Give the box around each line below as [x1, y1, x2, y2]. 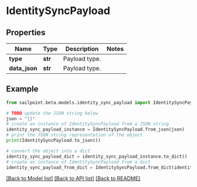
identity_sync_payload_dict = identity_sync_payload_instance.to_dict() [6, 154, 188, 159]
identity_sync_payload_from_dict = [6, 164, 93, 171]
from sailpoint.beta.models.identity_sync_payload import [6, 100, 151, 106]
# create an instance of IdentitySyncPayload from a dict [6, 159, 151, 165]
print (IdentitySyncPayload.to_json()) [6, 138, 101, 144]
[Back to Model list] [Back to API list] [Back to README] [6, 175, 141, 182]
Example [6, 84, 39, 94]
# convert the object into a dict [6, 148, 91, 154]
